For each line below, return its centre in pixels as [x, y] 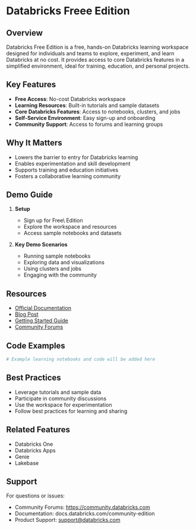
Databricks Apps [35, 450]
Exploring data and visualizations [64, 262]
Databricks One [34, 444]
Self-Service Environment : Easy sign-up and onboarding [85, 118]
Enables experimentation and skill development [72, 163]
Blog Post [26, 314]
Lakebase [27, 463]
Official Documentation [43, 308]
